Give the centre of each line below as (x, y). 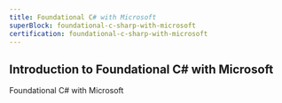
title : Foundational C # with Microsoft (83, 17)
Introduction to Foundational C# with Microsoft (141, 69)
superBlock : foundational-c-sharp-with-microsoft (103, 26)
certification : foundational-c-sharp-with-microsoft (109, 33)
